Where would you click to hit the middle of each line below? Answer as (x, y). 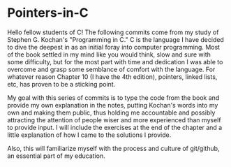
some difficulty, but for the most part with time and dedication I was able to (115, 61)
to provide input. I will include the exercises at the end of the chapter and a (115, 127)
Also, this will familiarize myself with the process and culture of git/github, (113, 148)
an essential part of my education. (57, 156)
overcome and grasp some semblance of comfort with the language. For (111, 69)
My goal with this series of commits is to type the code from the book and (113, 97)
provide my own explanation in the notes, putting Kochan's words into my (113, 105)
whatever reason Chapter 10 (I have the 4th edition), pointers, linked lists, (112, 77)
